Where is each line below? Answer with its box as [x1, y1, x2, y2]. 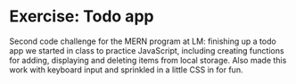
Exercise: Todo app [9, 6, 154, 27]
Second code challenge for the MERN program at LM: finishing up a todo [9, 36, 276, 46]
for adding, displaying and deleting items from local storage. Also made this [9, 55, 287, 65]
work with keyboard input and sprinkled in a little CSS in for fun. [9, 64, 243, 75]
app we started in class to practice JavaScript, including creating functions [9, 45, 284, 55]
